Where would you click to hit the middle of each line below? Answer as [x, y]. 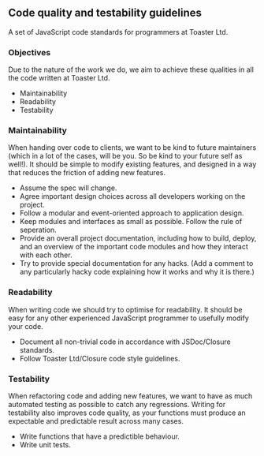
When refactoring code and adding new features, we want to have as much [130, 396]
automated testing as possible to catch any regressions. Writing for [117, 404]
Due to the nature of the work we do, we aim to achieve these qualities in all [131, 69]
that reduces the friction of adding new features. [87, 173]
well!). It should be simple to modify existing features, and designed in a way [132, 164]
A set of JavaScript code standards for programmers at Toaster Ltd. [118, 32]
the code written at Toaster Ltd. [59, 78]
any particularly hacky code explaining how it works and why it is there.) [137, 272]
